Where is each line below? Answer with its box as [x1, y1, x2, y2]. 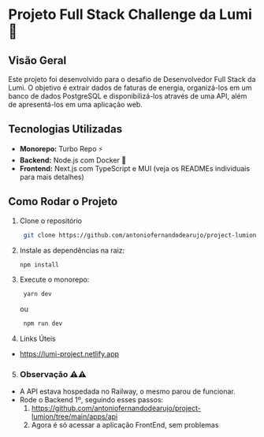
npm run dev [23, 319, 63, 328]
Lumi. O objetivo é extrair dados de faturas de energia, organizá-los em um [8, 83, 252, 92]
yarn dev [23, 290, 53, 298]
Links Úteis [19, 334, 57, 344]
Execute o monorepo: [19, 275, 90, 285]
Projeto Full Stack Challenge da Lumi [8, 6, 252, 24]
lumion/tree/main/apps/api [31, 412, 118, 421]
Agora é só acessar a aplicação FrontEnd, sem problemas [31, 420, 219, 430]
